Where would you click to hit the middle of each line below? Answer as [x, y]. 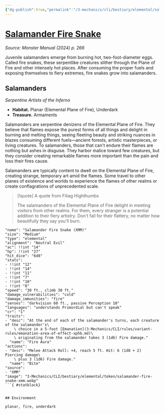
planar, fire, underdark [30, 407]
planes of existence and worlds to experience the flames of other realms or [81, 181]
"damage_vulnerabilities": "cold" [41, 295]
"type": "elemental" [26, 239]
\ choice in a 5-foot [36, 329]
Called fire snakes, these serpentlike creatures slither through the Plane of [80, 63]
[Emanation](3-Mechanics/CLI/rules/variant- [106, 329]
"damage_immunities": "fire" [35, 299]
